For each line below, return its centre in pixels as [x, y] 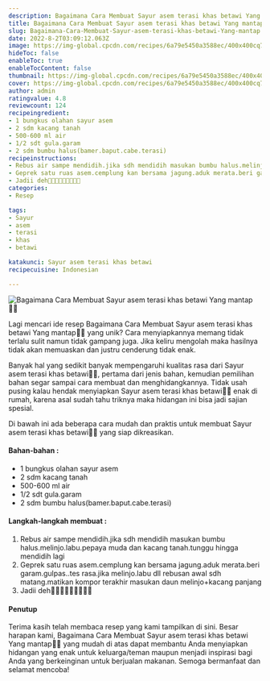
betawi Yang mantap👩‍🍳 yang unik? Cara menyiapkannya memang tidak [126, 332]
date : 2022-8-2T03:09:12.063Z [59, 38]
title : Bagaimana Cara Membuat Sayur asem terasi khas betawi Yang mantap [136, 23]
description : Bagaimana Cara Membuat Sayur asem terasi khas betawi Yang [135, 16]
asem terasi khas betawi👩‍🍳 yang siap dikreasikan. [91, 432]
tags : [17, 210]
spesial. [21, 408]
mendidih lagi [42, 556]
